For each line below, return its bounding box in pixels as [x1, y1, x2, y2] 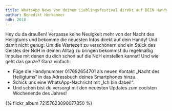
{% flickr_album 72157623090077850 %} [5, 100, 93, 106]
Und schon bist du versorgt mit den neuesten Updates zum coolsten [12, 85, 157, 91]
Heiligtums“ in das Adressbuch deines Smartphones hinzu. [12, 74, 137, 80]
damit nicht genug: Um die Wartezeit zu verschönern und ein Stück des [5, 42, 156, 48]
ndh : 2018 [5, 17, 27, 22]
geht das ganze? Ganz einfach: [5, 59, 71, 65]
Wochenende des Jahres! [12, 90, 67, 97]
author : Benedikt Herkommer [5, 12, 66, 17]
